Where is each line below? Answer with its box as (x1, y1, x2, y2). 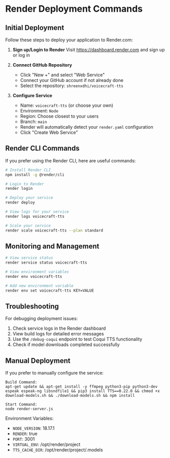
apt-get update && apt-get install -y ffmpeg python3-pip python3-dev (5, 384, 158, 389)
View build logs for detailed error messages (12, 331, 104, 337)
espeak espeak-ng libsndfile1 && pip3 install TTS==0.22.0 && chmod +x (5, 389, 160, 394)
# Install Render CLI (5, 167, 51, 173)
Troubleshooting (5, 302, 59, 311)
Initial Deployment (5, 23, 64, 32)
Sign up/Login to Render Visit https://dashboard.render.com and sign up (12, 47, 165, 52)
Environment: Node (20, 108, 58, 113)
